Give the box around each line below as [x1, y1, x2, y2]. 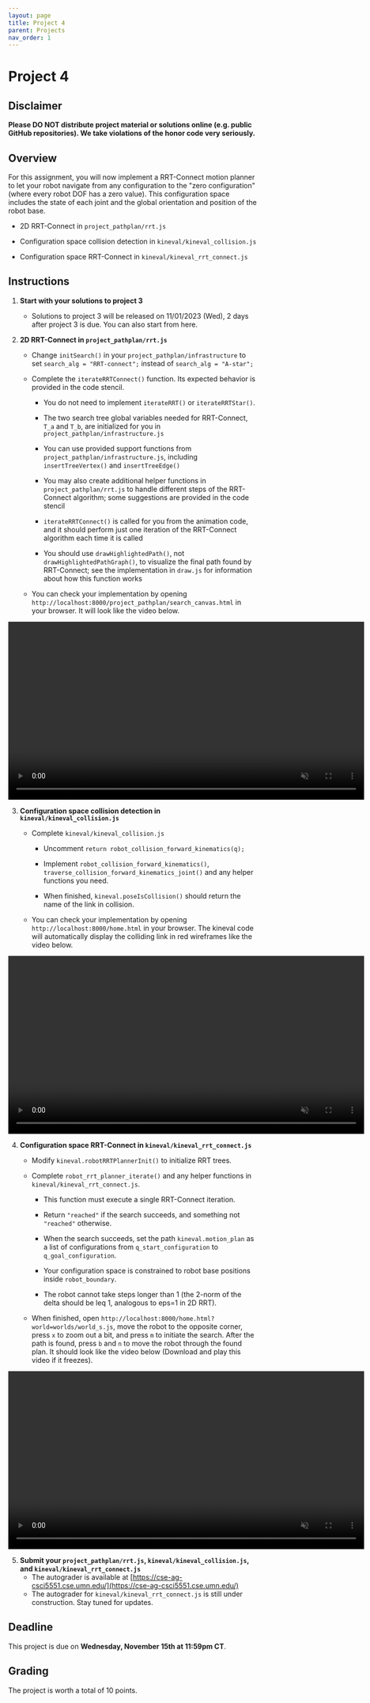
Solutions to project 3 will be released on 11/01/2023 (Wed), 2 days [31, 311, 249, 320]
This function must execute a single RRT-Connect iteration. [43, 1194, 236, 1204]
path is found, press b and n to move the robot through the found [31, 1338, 243, 1348]
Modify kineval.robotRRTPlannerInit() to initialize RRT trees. [31, 1156, 232, 1165]
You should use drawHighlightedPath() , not [43, 548, 185, 558]
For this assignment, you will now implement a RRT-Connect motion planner [8, 172, 255, 182]
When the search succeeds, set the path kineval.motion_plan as [43, 1233, 255, 1243]
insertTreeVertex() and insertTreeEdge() [43, 460, 180, 470]
